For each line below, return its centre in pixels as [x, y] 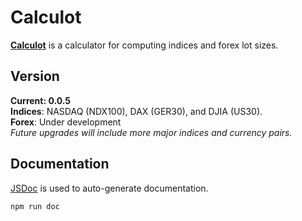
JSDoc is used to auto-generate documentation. [109, 188]
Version [35, 76]
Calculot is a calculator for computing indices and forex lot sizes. [144, 45]
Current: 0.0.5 [41, 100]
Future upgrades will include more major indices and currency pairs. [151, 132]
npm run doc [35, 206]
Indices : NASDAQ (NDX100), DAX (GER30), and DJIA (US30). [136, 111]
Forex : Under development [66, 122]
